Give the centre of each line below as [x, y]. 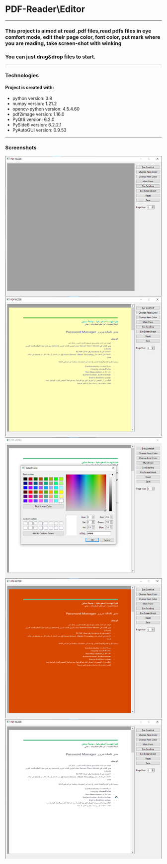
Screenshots [21, 148]
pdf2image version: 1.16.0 [38, 114]
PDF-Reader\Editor [45, 9]
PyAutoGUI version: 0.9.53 [39, 130]
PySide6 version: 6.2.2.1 [37, 125]
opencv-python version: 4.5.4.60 [46, 109]
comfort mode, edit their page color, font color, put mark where [83, 37]
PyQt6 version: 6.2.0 [33, 120]
